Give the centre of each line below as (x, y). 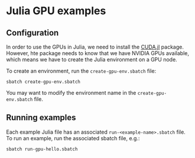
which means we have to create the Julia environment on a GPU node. (92, 59)
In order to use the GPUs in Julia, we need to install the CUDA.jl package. (95, 47)
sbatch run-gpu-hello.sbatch (42, 149)
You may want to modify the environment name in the (71, 93)
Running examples (41, 117)
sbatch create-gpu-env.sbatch (43, 82)
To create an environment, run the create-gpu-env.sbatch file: (81, 71)
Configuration (32, 33)
